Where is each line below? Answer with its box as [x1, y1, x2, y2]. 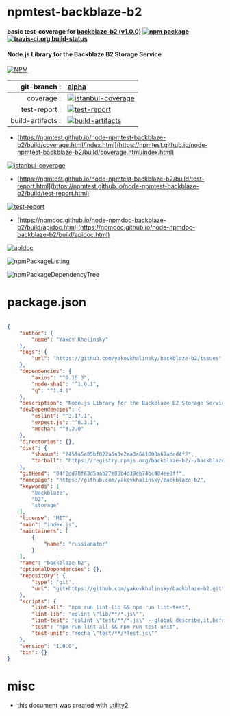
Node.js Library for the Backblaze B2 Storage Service [7, 50, 162, 58]
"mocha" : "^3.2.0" [31, 425, 84, 432]
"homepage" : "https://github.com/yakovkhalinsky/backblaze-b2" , [19, 476, 207, 483]
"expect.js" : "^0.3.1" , [31, 419, 99, 426]
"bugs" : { [19, 348, 48, 356]
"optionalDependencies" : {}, [19, 566, 103, 573]
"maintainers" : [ [19, 527, 69, 535]
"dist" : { [19, 445, 48, 451]
